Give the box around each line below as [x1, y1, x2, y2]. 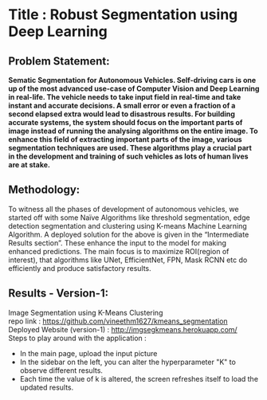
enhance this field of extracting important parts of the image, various [8, 135, 242, 144]
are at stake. [8, 160, 50, 169]
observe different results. [19, 365, 104, 375]
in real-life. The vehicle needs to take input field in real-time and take [8, 92, 241, 101]
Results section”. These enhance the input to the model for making [8, 237, 227, 248]
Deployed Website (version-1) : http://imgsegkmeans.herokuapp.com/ [8, 324, 238, 334]
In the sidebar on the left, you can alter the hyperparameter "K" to [19, 357, 237, 367]
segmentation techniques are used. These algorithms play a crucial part [8, 143, 253, 152]
